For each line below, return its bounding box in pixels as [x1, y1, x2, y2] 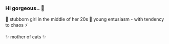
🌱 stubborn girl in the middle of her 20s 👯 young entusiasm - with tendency [5, 16, 164, 23]
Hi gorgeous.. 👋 [5, 5, 45, 12]
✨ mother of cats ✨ [5, 34, 47, 40]
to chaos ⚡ [5, 22, 28, 28]
